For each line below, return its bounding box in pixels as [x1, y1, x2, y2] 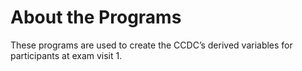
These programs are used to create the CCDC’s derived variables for [10, 39, 293, 51]
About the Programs [10, 6, 182, 29]
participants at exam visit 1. [10, 49, 123, 61]
